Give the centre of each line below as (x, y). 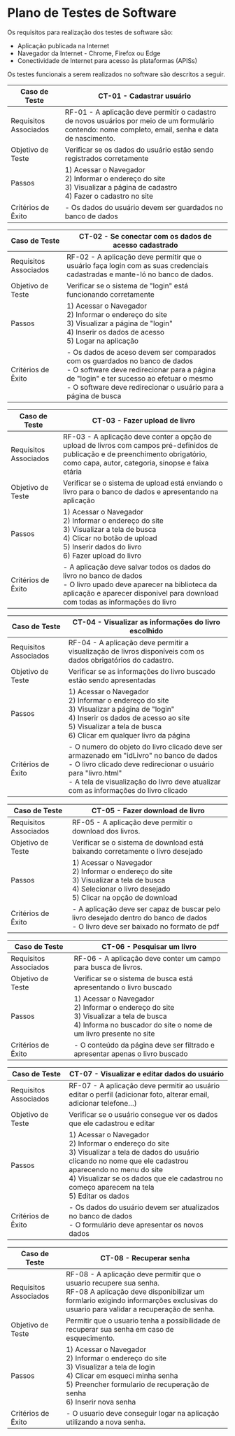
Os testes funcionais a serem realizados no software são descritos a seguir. (116, 74)
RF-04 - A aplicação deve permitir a (128, 642)
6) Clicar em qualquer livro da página (129, 735)
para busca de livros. (108, 967)
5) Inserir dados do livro (102, 547)
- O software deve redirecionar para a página (141, 369)
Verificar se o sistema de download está (138, 843)
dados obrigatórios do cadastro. (121, 660)
